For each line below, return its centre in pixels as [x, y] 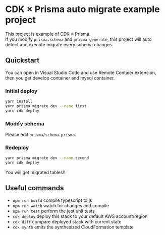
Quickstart [22, 61]
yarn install [19, 102]
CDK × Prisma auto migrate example [82, 9]
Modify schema [25, 123]
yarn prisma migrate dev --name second [47, 158]
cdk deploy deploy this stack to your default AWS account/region [80, 216]
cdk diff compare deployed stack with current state [67, 221]
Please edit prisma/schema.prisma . [41, 134]
